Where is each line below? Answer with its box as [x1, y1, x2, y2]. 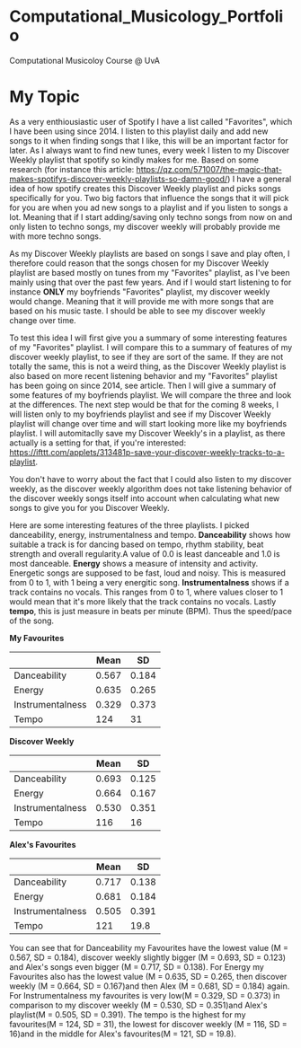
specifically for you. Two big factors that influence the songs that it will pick [9, 192, 289, 203]
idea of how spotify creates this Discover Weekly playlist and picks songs [9, 182, 281, 194]
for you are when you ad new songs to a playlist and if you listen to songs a [9, 202, 288, 213]
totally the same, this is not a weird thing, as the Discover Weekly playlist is [9, 361, 287, 372]
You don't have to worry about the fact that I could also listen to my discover [9, 473, 292, 484]
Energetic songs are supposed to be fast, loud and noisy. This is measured [9, 568, 286, 578]
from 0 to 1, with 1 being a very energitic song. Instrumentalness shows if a [9, 577, 289, 587]
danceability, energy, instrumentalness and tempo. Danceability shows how [9, 529, 291, 540]
